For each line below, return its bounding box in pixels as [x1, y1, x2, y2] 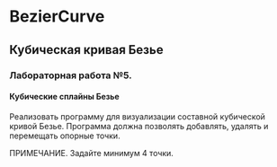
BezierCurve [9, 6, 105, 27]
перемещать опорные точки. [9, 130, 121, 141]
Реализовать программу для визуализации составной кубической [9, 110, 265, 122]
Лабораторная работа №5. [9, 69, 132, 82]
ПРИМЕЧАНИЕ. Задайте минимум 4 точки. [9, 147, 174, 158]
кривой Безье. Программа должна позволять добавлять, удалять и [9, 120, 269, 131]
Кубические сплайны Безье [9, 92, 120, 102]
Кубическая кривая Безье [9, 42, 164, 57]
